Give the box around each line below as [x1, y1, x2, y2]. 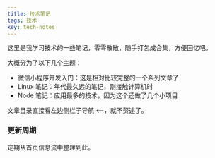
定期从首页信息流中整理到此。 [7, 142, 94, 152]
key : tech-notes [7, 23, 55, 30]
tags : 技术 [7, 17, 37, 24]
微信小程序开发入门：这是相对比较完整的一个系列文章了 [17, 73, 179, 82]
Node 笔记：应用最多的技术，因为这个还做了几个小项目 [17, 91, 178, 99]
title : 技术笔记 [7, 10, 51, 18]
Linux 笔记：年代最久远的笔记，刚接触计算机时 [17, 83, 153, 91]
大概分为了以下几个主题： [7, 59, 82, 67]
